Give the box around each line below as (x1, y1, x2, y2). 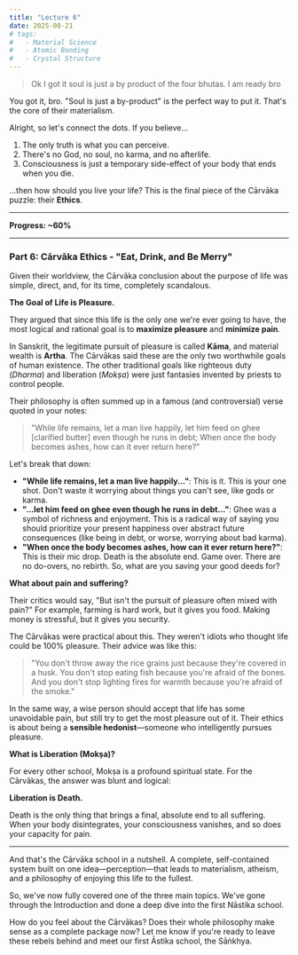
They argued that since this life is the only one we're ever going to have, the (9, 314, 286, 325)
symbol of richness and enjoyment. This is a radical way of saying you (21, 514, 279, 525)
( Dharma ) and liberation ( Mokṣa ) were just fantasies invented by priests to (9, 369, 282, 380)
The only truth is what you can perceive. (21, 139, 170, 150)
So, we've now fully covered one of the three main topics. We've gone (9, 890, 266, 901)
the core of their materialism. (9, 106, 115, 115)
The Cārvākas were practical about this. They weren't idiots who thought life (9, 631, 289, 642)
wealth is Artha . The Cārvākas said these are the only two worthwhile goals (9, 351, 286, 361)
